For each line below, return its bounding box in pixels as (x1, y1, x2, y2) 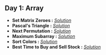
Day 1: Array (5, 4, 44, 12)
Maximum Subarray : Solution (12, 33, 75, 39)
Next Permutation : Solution (12, 27, 71, 34)
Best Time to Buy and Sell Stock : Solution (12, 43, 101, 49)
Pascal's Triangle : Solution (12, 22, 70, 28)
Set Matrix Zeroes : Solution (12, 17, 72, 23)
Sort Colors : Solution (12, 38, 58, 44)
